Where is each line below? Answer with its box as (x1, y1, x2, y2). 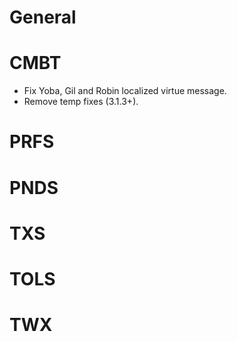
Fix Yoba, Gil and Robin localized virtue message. (23, 85, 227, 97)
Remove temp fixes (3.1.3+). (23, 96, 139, 108)
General (9, 6, 77, 29)
